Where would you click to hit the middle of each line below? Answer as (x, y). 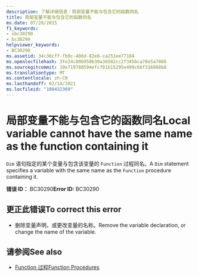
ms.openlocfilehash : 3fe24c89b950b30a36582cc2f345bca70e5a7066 (86, 61)
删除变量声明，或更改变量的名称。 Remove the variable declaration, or (100, 225)
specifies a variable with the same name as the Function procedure (89, 170)
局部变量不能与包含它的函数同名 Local (98, 121)
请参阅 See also (34, 252)
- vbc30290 (20, 34)
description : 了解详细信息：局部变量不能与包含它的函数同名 (72, 12)
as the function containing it (78, 146)
